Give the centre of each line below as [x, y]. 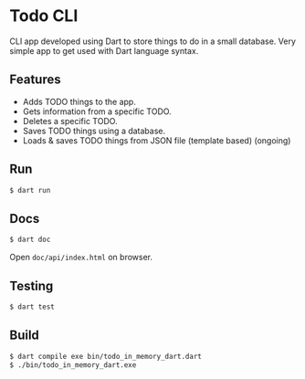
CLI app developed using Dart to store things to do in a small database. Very [153, 41]
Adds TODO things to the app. [79, 101]
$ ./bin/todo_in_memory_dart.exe [73, 365]
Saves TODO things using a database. [94, 131]
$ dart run [30, 190]
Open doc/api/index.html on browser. [81, 258]
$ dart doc [30, 240]
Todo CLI [44, 16]
